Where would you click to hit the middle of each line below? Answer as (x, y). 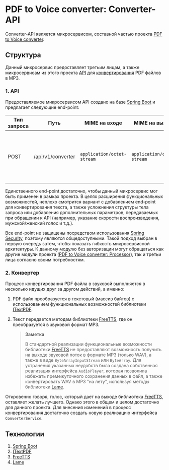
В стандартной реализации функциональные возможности (89, 344)
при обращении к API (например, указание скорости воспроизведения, (82, 218)
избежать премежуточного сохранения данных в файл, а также (94, 376)
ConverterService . (24, 418)
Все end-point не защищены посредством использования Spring (75, 233)
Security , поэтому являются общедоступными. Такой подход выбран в (81, 238)
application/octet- (103, 154)
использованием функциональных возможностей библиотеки (79, 304)
